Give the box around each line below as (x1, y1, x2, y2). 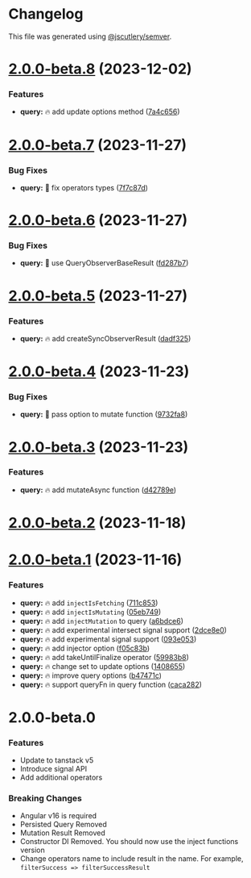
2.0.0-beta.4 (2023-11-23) (8, 362, 190, 381)
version (19, 845, 46, 855)
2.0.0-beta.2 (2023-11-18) (8, 514, 187, 533)
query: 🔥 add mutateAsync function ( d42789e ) (19, 485, 177, 495)
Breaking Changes (8, 792, 83, 804)
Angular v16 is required (19, 811, 97, 821)
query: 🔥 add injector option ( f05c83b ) (19, 643, 150, 653)
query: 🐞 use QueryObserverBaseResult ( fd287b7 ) (19, 258, 189, 268)
